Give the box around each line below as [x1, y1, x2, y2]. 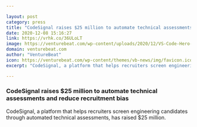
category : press [6, 19, 46, 25]
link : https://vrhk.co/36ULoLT [6, 36, 83, 42]
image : [6, 41, 22, 47]
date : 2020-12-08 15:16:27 [6, 30, 72, 36]
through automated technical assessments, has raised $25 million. [6, 114, 166, 121]
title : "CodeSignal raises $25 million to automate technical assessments [6, 25, 193, 30]
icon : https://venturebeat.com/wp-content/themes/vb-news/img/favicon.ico [6, 57, 193, 63]
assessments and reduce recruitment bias [6, 94, 129, 102]
